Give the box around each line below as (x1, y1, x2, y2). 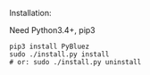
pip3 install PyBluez (9, 42, 90, 51)
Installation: (9, 8, 52, 18)
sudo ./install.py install (9, 50, 110, 59)
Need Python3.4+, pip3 (9, 25, 96, 35)
